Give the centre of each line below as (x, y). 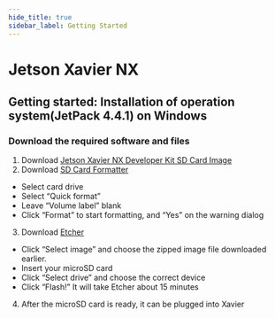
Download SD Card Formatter (75, 170)
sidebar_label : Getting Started (68, 26)
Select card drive (52, 187)
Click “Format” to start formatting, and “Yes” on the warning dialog (142, 215)
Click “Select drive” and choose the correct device (113, 278)
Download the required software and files (99, 141)
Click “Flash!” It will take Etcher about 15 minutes (110, 287)
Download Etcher (53, 232)
